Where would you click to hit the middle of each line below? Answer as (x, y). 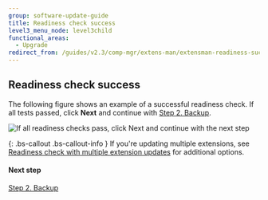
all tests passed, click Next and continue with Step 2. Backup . (110, 112)
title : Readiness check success (62, 23)
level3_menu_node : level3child (60, 30)
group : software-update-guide (59, 16)
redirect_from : (33, 53)
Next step (25, 170)
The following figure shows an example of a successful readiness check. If (131, 104)
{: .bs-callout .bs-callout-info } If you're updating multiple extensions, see (129, 143)
